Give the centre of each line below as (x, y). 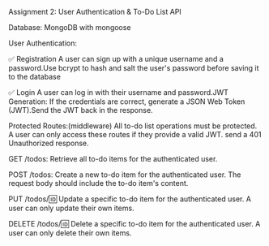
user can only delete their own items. (70, 233)
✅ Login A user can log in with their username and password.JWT (119, 92)
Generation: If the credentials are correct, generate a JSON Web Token (127, 101)
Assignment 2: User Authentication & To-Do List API (95, 12)
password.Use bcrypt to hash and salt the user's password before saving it (134, 68)
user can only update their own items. (72, 208)
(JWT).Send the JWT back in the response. (81, 110)
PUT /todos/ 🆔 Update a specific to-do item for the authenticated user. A (130, 199)
